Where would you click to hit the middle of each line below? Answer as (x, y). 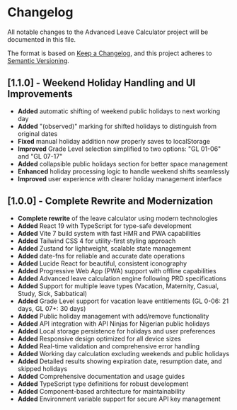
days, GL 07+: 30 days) (52, 308)
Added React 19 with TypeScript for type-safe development (105, 226)
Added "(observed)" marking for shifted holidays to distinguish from (117, 126)
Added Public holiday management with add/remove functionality (113, 316)
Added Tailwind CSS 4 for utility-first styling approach (97, 241)
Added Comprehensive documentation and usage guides (101, 376)
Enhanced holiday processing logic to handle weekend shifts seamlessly (123, 171)
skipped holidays (42, 368)
